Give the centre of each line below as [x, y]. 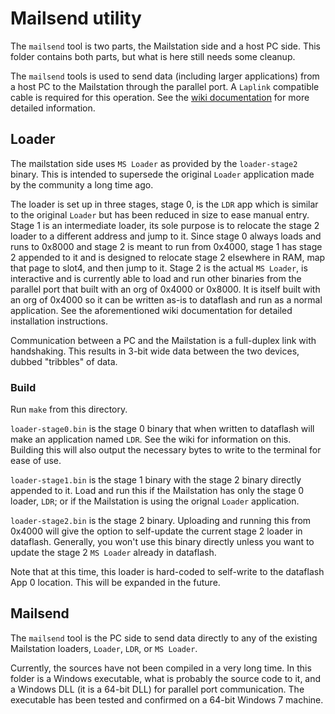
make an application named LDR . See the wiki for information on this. [151, 439]
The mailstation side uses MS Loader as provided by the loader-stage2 [154, 163]
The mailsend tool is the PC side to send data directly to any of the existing [164, 638]
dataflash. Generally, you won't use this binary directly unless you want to [162, 542]
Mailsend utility [76, 18]
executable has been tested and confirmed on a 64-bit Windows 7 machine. [167, 699]
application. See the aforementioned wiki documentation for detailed [151, 310]
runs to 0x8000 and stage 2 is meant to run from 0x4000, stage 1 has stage [166, 246]
